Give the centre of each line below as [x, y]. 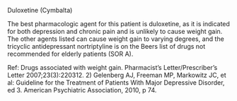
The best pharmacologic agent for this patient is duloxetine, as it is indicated [118, 24]
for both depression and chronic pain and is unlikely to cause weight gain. [115, 31]
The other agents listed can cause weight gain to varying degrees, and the [116, 39]
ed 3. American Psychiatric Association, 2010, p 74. [82, 90]
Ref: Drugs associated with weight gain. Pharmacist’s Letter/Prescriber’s [112, 67]
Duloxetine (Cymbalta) [40, 10]
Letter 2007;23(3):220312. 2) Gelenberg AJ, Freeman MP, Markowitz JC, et [117, 75]
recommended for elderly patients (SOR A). [70, 54]
